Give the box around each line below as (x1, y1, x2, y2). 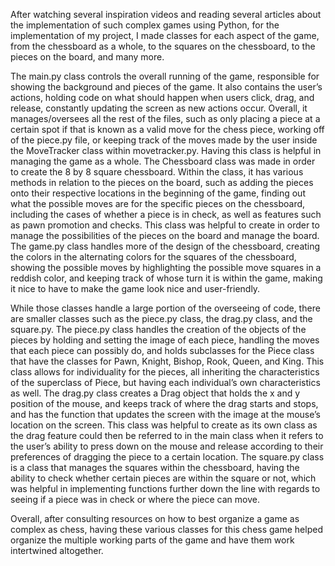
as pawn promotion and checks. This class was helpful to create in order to (10, 219, 320, 231)
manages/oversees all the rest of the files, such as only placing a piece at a (10, 113, 321, 124)
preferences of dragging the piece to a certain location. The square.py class (10, 451, 325, 463)
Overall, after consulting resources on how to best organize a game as (10, 513, 300, 524)
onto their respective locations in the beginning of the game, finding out (10, 187, 306, 199)
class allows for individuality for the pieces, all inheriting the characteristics (10, 366, 320, 378)
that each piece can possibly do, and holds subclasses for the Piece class (10, 345, 315, 356)
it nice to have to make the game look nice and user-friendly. (10, 283, 261, 294)
